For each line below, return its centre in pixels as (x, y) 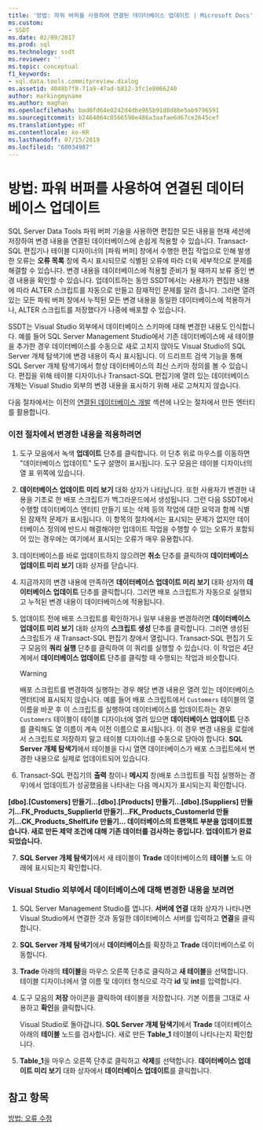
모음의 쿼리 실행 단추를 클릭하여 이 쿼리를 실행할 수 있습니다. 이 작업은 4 (137, 648)
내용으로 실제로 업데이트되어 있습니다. (92, 758)
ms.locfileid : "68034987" (50, 147)
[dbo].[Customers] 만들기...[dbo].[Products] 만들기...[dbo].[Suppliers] (124, 801)
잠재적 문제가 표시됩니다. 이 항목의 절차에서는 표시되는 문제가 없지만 (131, 519)
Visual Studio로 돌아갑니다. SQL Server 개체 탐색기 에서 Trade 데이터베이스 (136, 1024)
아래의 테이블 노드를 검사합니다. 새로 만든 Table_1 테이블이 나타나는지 (126, 1034)
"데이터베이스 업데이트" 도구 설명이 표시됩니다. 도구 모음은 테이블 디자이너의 (136, 463)
